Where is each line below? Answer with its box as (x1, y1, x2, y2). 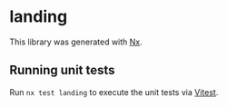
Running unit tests (9, 63, 115, 78)
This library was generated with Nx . (9, 36, 143, 47)
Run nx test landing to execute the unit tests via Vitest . (9, 86, 219, 97)
